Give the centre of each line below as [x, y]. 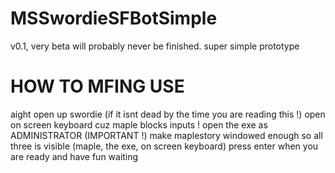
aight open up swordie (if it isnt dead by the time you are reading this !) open [168, 114]
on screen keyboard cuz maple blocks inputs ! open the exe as [139, 124]
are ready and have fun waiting [74, 156]
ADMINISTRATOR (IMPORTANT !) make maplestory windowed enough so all [166, 135]
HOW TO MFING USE [97, 86]
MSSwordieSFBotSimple [114, 18]
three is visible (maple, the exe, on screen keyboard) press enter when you [164, 146]
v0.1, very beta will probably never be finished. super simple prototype [155, 46]
